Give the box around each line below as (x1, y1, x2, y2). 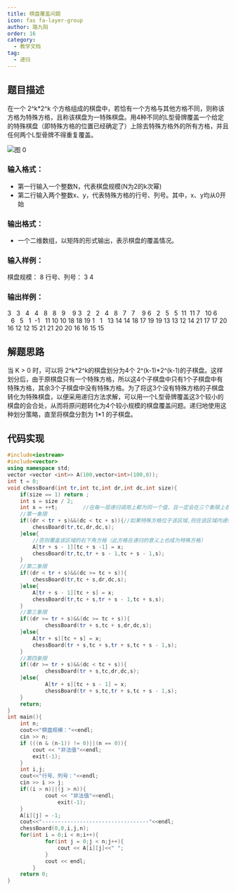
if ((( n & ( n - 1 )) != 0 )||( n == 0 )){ (20, 740, 128, 747)
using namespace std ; (7, 465, 71, 472)
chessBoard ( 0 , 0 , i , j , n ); (20, 825, 90, 832)
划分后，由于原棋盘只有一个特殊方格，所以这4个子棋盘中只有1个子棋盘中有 (7, 375, 223, 383)
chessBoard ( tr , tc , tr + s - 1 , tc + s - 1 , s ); (32, 550, 165, 557)
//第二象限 (20, 563, 48, 571)
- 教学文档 (13, 43, 41, 50)
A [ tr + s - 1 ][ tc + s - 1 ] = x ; (32, 543, 124, 550)
